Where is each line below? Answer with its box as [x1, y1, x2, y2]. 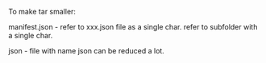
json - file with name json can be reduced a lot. [8, 46, 165, 55]
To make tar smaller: [8, 7, 77, 16]
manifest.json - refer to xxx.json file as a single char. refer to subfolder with [8, 22, 258, 31]
